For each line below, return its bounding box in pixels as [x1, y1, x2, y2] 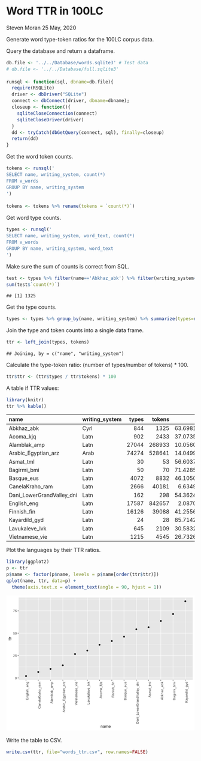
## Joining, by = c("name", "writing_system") [6, 351, 124, 357]
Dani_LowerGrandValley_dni [8, 491, 78, 499]
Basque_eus [8, 474, 39, 482]
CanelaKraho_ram [8, 483, 53, 490]
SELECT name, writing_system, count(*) [6, 172, 106, 178]
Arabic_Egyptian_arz [8, 449, 60, 457]
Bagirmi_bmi [8, 466, 40, 473]
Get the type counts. [6, 303, 57, 311]
